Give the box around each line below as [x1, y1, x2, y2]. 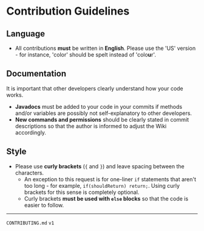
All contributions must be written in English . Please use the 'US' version [15, 44, 196, 52]
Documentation [6, 69, 67, 79]
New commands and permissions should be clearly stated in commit [15, 115, 189, 123]
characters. [15, 169, 44, 176]
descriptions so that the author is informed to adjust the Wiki [15, 122, 167, 129]
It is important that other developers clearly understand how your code [6, 84, 183, 92]
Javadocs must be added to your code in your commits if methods [15, 103, 183, 110]
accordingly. [15, 129, 47, 136]
